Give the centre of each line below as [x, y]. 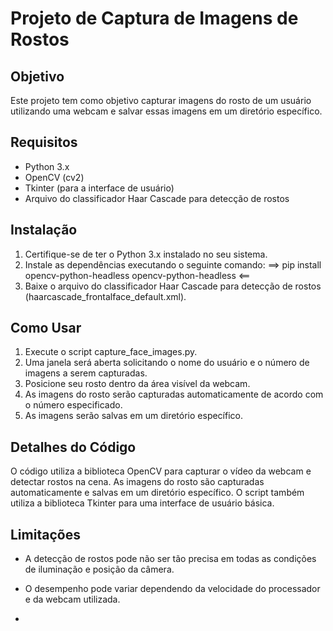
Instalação [44, 230]
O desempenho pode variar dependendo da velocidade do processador [172, 589]
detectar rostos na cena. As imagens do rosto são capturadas [137, 482]
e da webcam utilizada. [72, 599]
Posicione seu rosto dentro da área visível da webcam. [137, 384]
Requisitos [44, 142]
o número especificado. [73, 405]
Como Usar [46, 328]
